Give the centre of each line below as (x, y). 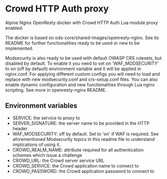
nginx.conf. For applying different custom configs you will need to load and (83, 74)
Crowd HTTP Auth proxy (57, 9)
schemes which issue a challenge (47, 155)
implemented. (19, 48)
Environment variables (41, 106)
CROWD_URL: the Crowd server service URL (58, 160)
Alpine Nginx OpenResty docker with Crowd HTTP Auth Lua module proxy (82, 23)
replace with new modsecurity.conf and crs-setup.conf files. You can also (81, 79)
